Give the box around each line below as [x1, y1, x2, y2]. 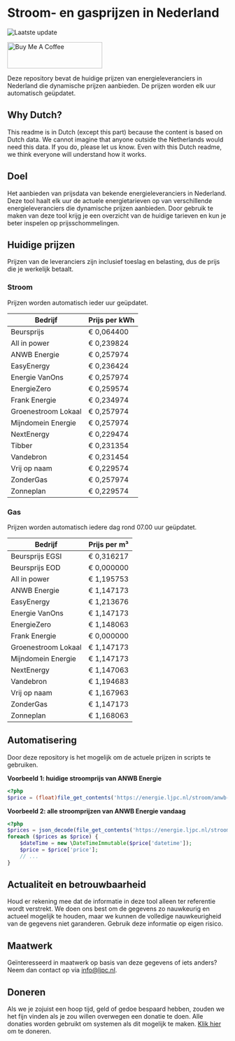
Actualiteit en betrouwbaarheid [7, 879, 147, 890]
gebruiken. [7, 760, 38, 769]
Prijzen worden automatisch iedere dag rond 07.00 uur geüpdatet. [7, 523, 197, 531]
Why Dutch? [7, 109, 63, 121]
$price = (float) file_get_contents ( [7, 794, 114, 801]
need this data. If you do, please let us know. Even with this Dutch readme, [7, 142, 222, 151]
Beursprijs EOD [10, 562, 61, 572]
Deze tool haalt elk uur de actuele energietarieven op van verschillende [7, 196, 213, 204]
